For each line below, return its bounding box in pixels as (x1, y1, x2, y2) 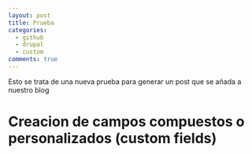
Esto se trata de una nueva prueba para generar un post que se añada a (8, 76, 242, 86)
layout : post (8, 11, 51, 20)
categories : (8, 26, 47, 34)
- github (15, 33, 44, 42)
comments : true (8, 56, 58, 64)
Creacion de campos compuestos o (8, 113, 245, 130)
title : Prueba (8, 19, 55, 27)
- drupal (15, 41, 44, 49)
